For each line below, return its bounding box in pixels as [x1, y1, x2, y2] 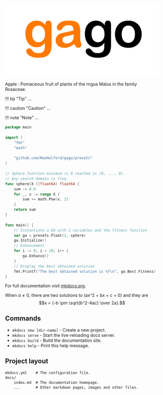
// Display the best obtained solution [14, 264, 95, 269]
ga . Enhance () [22, 253, 49, 259]
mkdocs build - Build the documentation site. [12, 337, 102, 343]
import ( [5, 135, 23, 140]
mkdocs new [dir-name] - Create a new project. [12, 327, 106, 333]
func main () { [5, 223, 34, 228]
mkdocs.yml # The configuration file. [5, 371, 91, 375]
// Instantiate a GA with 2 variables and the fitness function [14, 228, 147, 233]
